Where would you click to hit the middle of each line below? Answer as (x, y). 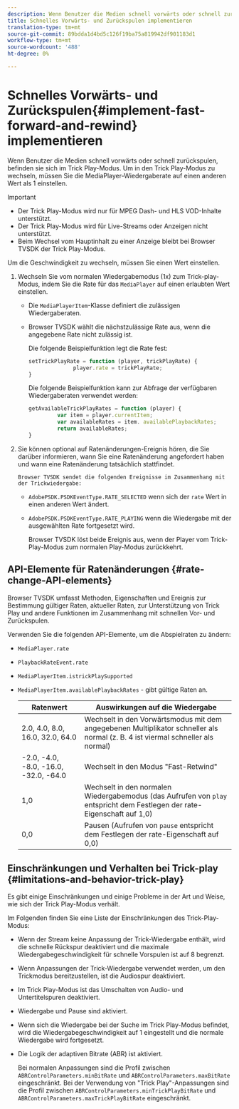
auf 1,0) (139, 814)
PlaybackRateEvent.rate (53, 663)
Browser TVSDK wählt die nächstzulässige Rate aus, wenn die (119, 327)
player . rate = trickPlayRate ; (118, 368)
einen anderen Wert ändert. (69, 504)
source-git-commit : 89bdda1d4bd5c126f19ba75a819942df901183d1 (101, 34)
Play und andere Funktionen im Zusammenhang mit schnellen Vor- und (111, 613)
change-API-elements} (60, 581)
